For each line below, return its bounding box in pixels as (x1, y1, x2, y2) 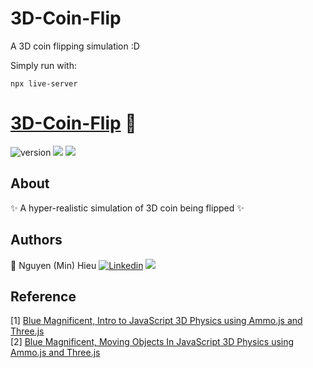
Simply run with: (10, 59, 77, 71)
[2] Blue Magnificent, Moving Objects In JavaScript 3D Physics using (10, 336, 295, 348)
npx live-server (10, 78, 78, 89)
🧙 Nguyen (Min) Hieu (10, 259, 97, 271)
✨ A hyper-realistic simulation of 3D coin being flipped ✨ (10, 202, 245, 214)
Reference (10, 288, 77, 305)
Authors (10, 232, 63, 249)
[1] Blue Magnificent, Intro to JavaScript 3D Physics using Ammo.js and (10, 315, 303, 327)
